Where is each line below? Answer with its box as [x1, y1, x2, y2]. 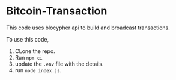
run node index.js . [14, 66, 62, 73]
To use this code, [6, 35, 49, 43]
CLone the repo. [14, 47, 55, 55]
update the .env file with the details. [14, 60, 104, 67]
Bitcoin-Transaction [6, 4, 108, 18]
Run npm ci [14, 54, 43, 61]
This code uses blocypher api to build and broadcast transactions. [6, 24, 170, 31]
